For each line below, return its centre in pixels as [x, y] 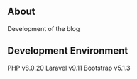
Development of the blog [44, 28]
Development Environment [68, 51]
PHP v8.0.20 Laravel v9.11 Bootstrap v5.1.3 [69, 68]
